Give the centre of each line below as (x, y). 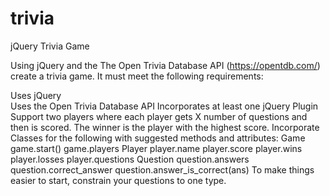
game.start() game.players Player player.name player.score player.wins (156, 148)
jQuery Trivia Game (50, 46)
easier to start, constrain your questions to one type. (118, 180)
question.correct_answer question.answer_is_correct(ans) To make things (162, 169)
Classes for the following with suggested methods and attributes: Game (158, 138)
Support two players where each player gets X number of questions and (159, 116)
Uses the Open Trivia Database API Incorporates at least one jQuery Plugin (164, 106)
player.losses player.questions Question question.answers (130, 159)
